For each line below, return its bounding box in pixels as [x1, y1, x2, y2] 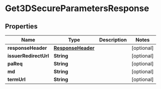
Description [99, 37, 127, 43]
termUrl [7, 76, 26, 83]
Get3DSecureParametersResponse [5, 3, 149, 14]
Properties [5, 22, 38, 30]
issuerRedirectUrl [7, 53, 49, 59]
